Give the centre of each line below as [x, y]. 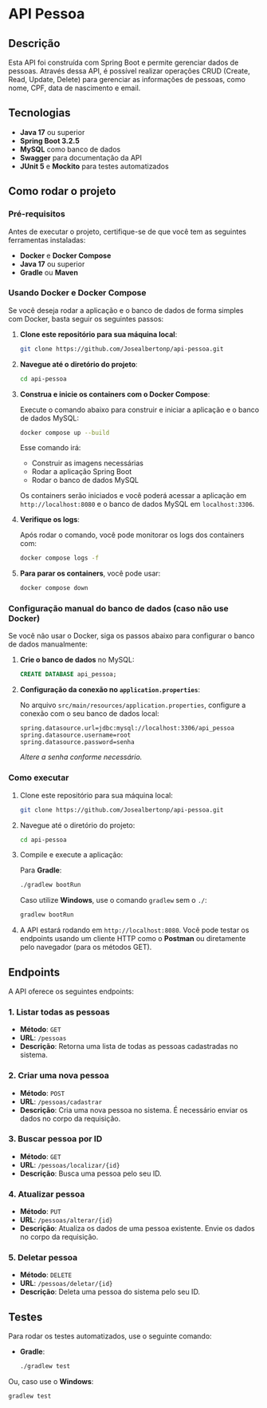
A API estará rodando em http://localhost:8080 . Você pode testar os [134, 930]
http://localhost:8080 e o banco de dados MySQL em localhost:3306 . [137, 504]
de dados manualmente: [48, 644]
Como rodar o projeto [62, 191]
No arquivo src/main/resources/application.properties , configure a [133, 705]
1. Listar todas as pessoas [59, 1012]
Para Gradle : [41, 870]
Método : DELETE [46, 1275]
